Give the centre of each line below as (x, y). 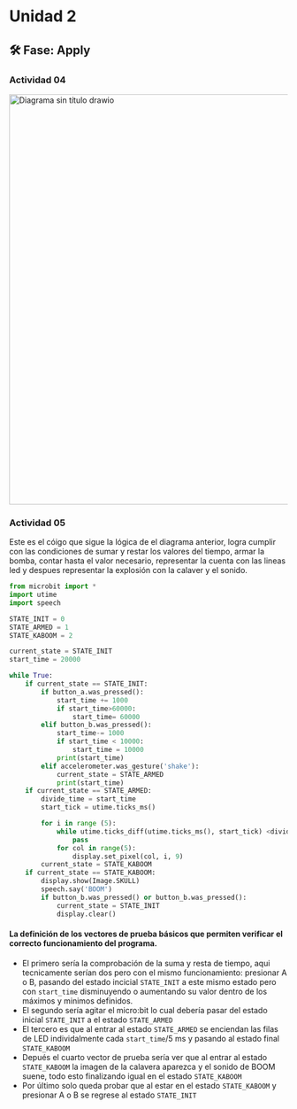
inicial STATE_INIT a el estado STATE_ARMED (97, 1020)
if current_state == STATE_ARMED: (88, 791)
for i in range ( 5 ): (79, 824)
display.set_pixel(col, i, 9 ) (128, 857)
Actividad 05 (38, 523)
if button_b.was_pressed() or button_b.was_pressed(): (144, 897)
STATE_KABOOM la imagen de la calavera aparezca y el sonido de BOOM (148, 1066)
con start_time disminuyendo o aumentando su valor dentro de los (145, 991)
